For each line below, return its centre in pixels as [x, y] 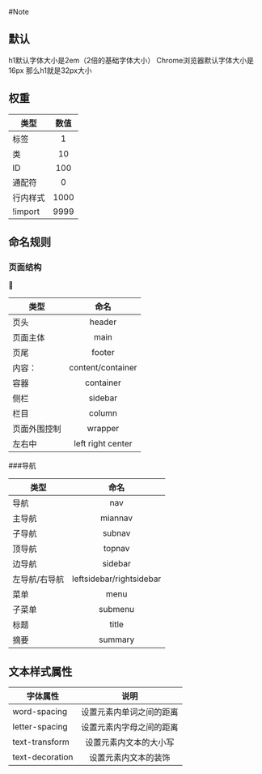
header [103, 322]
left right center [103, 443]
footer [103, 353]
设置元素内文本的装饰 [129, 758]
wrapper [103, 429]
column [103, 413]
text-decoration [43, 757]
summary [116, 639]
